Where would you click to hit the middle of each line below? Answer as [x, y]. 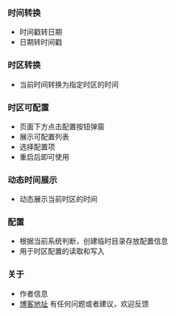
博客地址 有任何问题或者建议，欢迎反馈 [84, 303]
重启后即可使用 [44, 156]
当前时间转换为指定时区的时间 [69, 84]
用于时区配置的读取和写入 [62, 251]
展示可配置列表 [44, 136]
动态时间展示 [33, 180]
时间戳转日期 [40, 32]
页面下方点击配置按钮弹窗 [62, 126]
